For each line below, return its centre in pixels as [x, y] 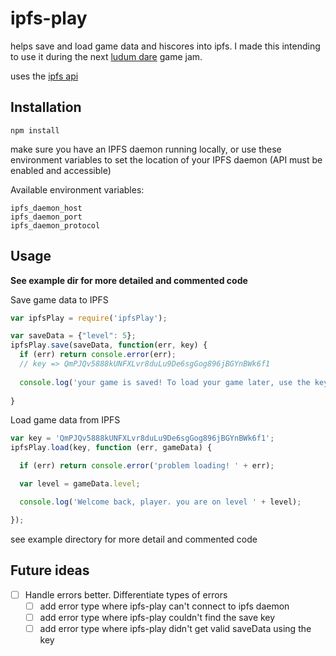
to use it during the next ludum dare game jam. [106, 56]
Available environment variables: [77, 189]
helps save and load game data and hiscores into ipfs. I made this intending [165, 46]
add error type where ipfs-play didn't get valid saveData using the [175, 628]
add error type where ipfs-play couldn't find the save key [157, 617]
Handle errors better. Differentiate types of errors [126, 594]
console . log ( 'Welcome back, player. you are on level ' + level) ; [160, 502]
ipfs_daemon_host [46, 208]
